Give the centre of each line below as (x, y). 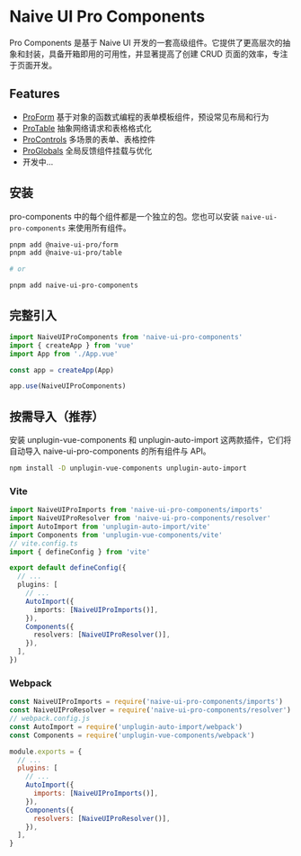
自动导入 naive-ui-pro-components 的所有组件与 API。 (110, 451)
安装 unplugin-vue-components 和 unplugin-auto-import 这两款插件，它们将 (150, 440)
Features (35, 94)
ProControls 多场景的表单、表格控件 (89, 139)
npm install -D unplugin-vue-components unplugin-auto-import (128, 469)
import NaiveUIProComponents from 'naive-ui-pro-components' (126, 337)
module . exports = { (46, 752)
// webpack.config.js (50, 719)
